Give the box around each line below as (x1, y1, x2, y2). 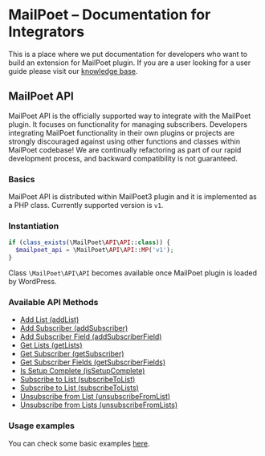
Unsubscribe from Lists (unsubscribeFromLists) (19, 400, 178, 410)
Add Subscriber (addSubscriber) (19, 324, 128, 333)
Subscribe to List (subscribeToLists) (19, 383, 139, 393)
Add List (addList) (19, 315, 79, 324)
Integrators (8, 22, 85, 41)
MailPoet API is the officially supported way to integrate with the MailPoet (8, 111, 251, 120)
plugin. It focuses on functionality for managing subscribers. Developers (8, 119, 247, 129)
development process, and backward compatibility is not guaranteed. (8, 153, 238, 163)
